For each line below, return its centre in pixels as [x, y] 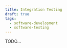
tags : [11, 18]
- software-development [33, 23]
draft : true [17, 14]
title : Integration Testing [34, 9]
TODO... [13, 41]
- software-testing [29, 28]
